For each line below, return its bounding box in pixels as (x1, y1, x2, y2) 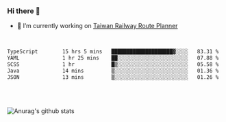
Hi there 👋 (7, 6, 41, 16)
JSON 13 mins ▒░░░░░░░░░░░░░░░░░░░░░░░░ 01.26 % (7, 73, 219, 81)
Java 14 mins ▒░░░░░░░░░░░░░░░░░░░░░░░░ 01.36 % (7, 67, 219, 74)
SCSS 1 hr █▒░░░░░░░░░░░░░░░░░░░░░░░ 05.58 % (7, 61, 219, 68)
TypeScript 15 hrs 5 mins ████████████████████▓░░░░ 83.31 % (7, 48, 219, 56)
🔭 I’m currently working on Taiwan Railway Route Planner (16, 22, 178, 30)
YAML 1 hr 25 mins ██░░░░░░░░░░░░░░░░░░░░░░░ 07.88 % (7, 55, 219, 62)
